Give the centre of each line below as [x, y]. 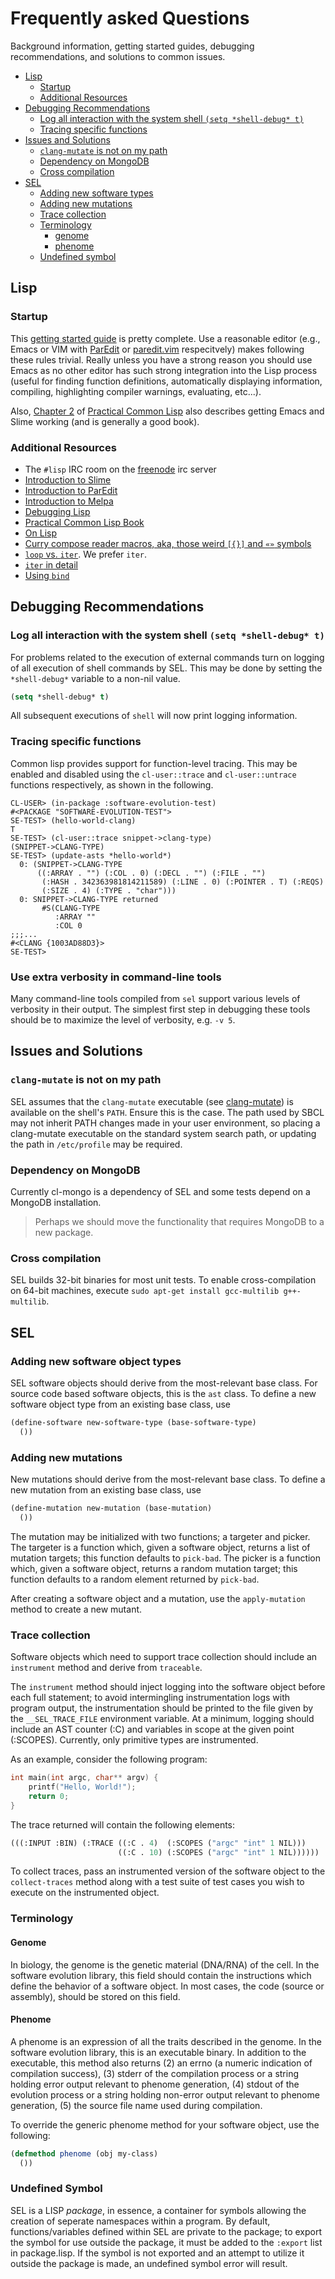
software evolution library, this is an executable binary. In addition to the [158, 2052]
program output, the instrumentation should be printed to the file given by [162, 1708]
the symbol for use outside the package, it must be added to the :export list [166, 2242]
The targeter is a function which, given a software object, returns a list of [160, 1547]
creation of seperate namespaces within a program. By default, [140, 2221]
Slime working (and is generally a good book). [105, 421]
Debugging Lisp [57, 511]
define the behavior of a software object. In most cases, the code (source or [167, 1986]
